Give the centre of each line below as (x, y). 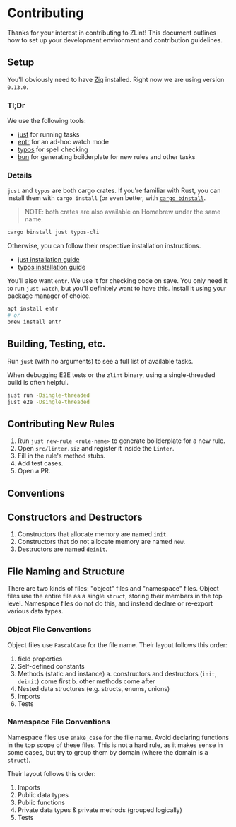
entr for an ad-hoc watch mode (63, 142)
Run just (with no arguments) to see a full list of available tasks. (100, 361)
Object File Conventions (49, 630)
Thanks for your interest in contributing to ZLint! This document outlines (112, 33)
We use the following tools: (47, 121)
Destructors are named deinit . (63, 549)
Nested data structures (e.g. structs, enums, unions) (94, 688)
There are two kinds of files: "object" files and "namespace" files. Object (113, 589)
